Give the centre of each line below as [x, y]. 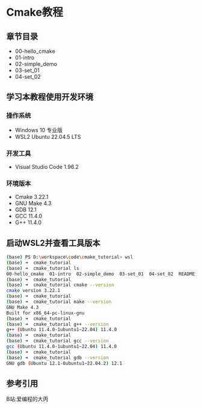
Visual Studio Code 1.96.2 [47, 166]
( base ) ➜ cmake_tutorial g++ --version [58, 324]
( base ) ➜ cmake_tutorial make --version [59, 302]
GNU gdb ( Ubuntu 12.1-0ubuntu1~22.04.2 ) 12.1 [64, 363]
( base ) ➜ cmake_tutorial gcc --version [58, 341]
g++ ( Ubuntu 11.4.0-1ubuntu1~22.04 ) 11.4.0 [62, 330]
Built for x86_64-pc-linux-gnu [45, 313]
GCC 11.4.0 [29, 216]
